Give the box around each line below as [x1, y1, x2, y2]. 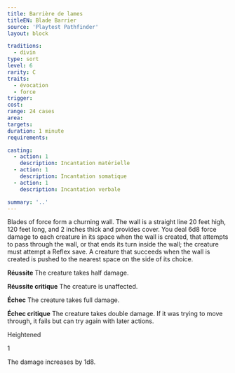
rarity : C [7, 68, 36, 76]
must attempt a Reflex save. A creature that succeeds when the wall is [7, 247, 210, 256]
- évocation [13, 81, 49, 89]
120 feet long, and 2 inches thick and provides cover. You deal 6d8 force [7, 225, 217, 234]
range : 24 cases [7, 108, 55, 115]
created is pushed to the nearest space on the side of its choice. [7, 255, 194, 263]
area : [7, 114, 23, 122]
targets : [7, 121, 33, 128]
